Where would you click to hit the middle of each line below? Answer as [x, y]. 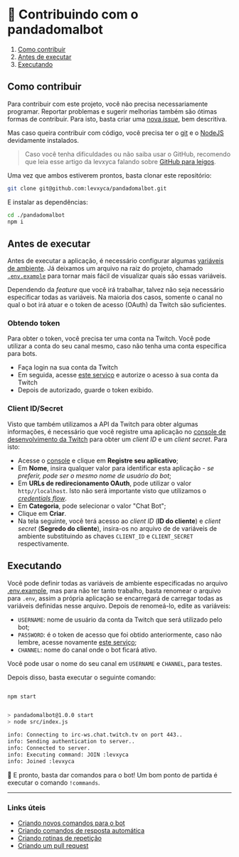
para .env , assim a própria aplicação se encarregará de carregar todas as [115, 598]
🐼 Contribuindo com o [73, 15]
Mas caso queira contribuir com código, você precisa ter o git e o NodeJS [116, 133]
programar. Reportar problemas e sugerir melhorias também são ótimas [112, 111]
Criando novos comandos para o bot [71, 823]
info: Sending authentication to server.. [71, 742]
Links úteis [27, 807]
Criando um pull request [53, 846]
